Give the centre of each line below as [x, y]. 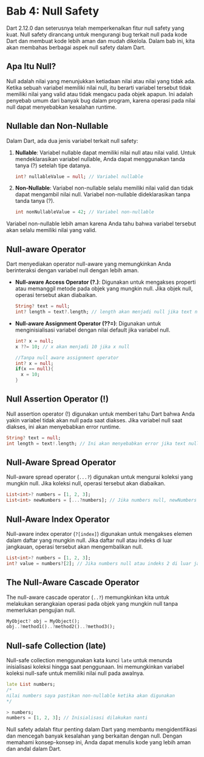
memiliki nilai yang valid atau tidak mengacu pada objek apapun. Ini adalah [100, 94]
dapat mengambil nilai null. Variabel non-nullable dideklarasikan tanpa [103, 194]
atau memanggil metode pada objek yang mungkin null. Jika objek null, [104, 289]
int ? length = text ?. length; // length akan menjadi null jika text [104, 312]
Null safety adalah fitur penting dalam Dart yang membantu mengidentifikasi [102, 730]
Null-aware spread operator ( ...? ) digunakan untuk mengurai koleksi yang [100, 477]
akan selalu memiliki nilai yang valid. [52, 230]
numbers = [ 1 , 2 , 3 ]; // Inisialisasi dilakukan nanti [77, 718]
